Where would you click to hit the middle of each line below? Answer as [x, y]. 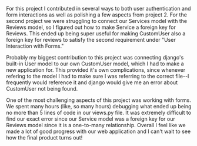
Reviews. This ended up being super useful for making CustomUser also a [96, 34]
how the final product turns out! [44, 137]
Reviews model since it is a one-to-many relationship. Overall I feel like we [96, 125]
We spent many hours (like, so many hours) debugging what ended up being [99, 106]
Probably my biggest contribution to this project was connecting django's [95, 57]
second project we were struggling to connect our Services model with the [96, 21]
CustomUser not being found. [42, 89]
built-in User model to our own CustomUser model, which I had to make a [95, 64]
